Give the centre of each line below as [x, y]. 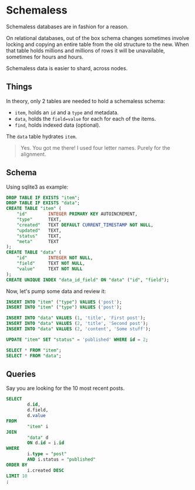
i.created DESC [46, 470]
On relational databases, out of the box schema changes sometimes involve [98, 38]
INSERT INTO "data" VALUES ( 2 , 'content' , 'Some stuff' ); [78, 329]
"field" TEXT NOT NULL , [51, 264]
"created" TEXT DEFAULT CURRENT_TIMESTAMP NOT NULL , [85, 225]
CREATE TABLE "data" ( [34, 252]
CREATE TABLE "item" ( [34, 209]
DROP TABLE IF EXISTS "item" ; [43, 198]
